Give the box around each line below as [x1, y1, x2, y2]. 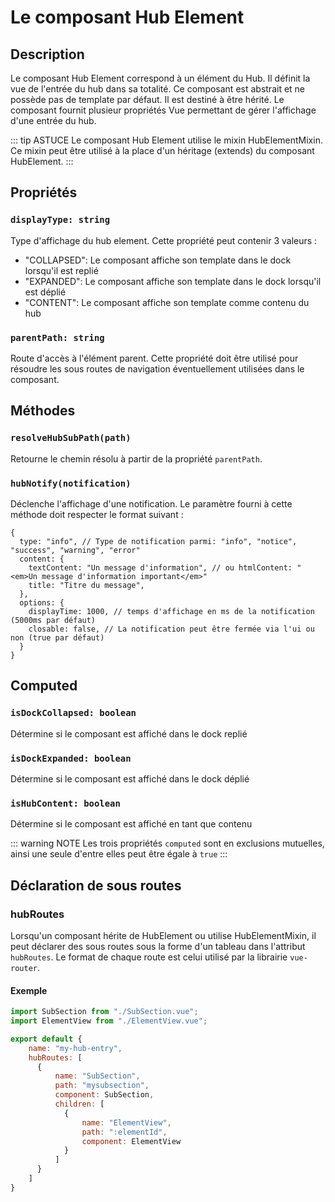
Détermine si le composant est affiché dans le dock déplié [10, 772, 250, 785]
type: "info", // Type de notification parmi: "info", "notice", [19, 536, 298, 546]
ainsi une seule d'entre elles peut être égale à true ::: [10, 848, 228, 860]
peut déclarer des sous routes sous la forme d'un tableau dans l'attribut [10, 940, 306, 952]
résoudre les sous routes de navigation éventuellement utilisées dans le [10, 362, 305, 375]
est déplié [24, 286, 67, 298]
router [10, 963, 38, 973]
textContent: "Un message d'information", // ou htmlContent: [28, 562, 293, 573]
